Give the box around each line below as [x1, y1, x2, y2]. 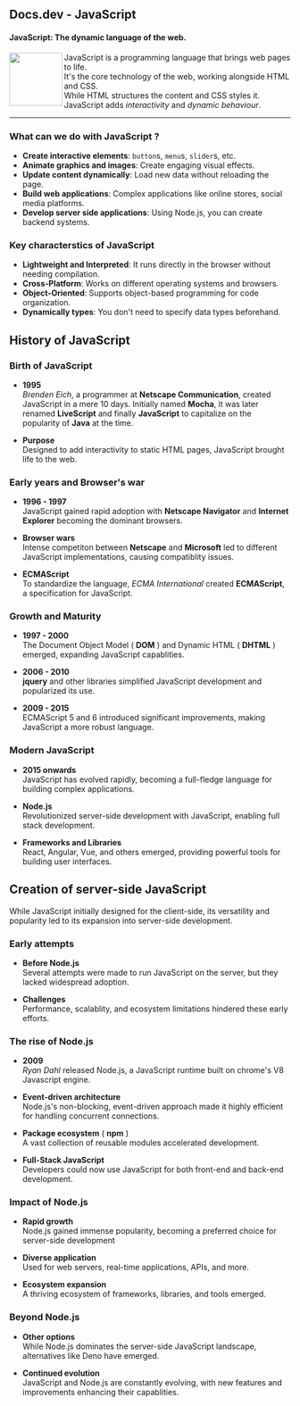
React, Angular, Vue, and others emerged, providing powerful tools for [21, 846, 281, 857]
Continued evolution [21, 1368, 100, 1378]
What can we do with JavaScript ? [9, 129, 160, 142]
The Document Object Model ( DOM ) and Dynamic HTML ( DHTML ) [21, 640, 276, 651]
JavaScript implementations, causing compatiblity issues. [21, 552, 235, 562]
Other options [21, 1331, 76, 1342]
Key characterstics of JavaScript [9, 238, 154, 251]
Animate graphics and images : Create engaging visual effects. [21, 160, 255, 171]
